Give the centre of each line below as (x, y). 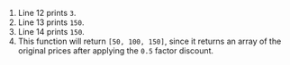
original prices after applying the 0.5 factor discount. (116, 51)
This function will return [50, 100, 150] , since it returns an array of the (150, 41)
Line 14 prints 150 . (51, 32)
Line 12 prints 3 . (47, 13)
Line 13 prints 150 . (51, 22)
